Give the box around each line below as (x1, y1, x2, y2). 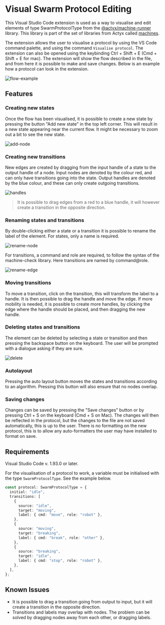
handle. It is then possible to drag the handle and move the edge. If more (5, 296, 153, 301)
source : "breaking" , (18, 549, 61, 554)
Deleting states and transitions (5, 324, 80, 330)
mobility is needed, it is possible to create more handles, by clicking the (5, 301, 150, 307)
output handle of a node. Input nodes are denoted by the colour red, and (5, 169, 152, 175)
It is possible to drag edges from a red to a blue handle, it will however (17, 199, 160, 205)
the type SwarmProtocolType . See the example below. (5, 475, 112, 481)
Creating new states (5, 104, 55, 111)
